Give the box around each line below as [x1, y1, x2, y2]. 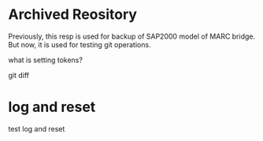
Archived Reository [8, 6, 138, 24]
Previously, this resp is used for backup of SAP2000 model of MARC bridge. [8, 32, 256, 41]
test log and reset [8, 124, 65, 133]
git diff [8, 70, 30, 80]
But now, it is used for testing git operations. [8, 39, 151, 49]
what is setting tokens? [8, 55, 83, 65]
